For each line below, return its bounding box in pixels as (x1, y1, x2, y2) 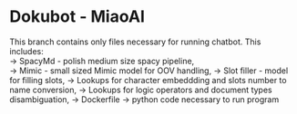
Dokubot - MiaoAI (9, 6, 146, 27)
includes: (9, 45, 44, 56)
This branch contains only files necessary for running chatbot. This (9, 36, 261, 47)
